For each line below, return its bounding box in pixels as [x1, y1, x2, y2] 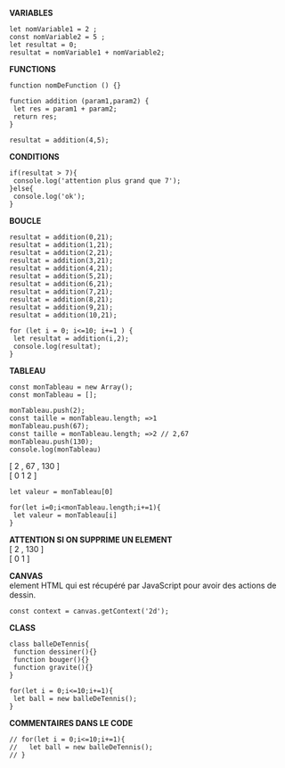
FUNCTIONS [9, 64, 56, 74]
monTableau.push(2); [9, 406, 86, 415]
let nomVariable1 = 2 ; [9, 25, 98, 34]
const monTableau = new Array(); [9, 383, 134, 392]
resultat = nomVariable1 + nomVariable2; [9, 48, 166, 57]
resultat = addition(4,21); [9, 264, 114, 273]
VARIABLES [9, 8, 53, 18]
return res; [12, 112, 58, 121]
